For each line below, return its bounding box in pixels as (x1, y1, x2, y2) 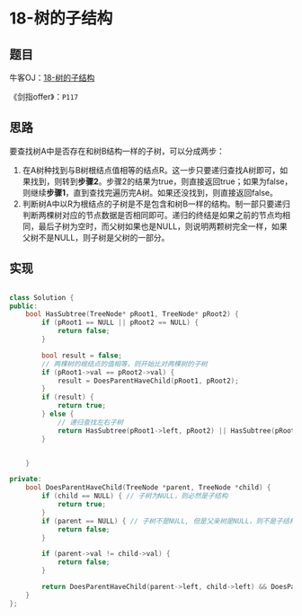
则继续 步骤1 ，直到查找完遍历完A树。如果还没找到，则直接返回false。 (22, 187, 279, 198)
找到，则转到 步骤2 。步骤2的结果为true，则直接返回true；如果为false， (30, 176, 293, 187)
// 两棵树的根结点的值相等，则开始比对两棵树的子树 (41, 359, 209, 368)
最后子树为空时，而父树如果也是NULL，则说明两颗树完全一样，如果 (38, 221, 288, 232)
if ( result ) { (41, 392, 94, 402)
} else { (41, 409, 75, 418)
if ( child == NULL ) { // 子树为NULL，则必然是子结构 (41, 491, 228, 501)
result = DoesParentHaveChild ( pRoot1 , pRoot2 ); (57, 376, 240, 385)
